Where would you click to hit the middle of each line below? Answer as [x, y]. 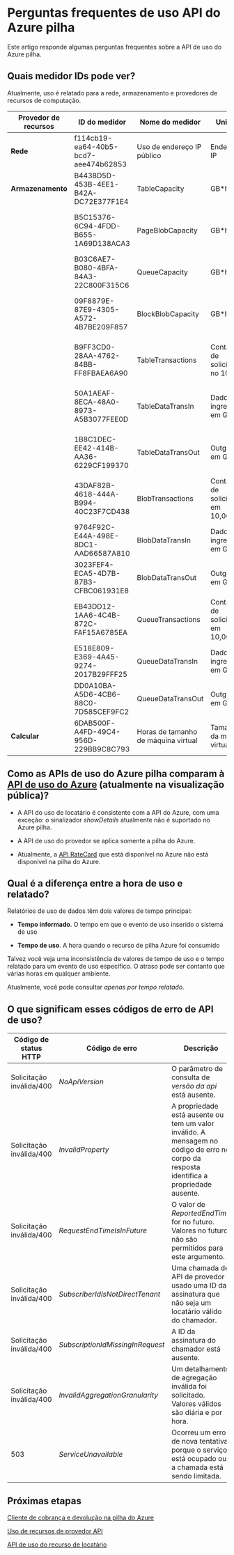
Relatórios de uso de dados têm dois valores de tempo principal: [100, 911]
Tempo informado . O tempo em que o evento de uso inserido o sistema [120, 925]
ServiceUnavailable [91, 1455]
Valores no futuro [200, 1230]
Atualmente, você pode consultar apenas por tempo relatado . [96, 987]
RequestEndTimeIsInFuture [103, 1230]
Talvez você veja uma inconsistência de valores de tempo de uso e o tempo [116, 959]
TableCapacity [161, 188]
